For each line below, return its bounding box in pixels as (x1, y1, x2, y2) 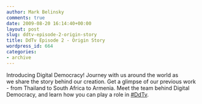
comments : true (6, 15, 45, 21)
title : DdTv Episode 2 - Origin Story (6, 37, 105, 43)
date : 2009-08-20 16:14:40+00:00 (6, 20, 92, 26)
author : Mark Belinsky (6, 9, 64, 15)
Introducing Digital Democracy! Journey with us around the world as (6, 71, 179, 78)
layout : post (6, 26, 40, 32)
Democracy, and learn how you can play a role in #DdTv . (6, 91, 149, 98)
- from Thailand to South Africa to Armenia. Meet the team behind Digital (6, 84, 190, 92)
